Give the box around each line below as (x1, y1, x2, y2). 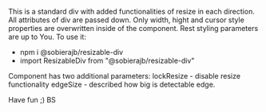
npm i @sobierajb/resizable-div (19, 48, 124, 56)
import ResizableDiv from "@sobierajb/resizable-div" (19, 56, 195, 65)
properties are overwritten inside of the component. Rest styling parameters (8, 24, 259, 33)
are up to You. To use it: (8, 32, 86, 41)
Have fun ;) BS (8, 95, 56, 104)
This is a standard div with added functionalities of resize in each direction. (8, 7, 256, 16)
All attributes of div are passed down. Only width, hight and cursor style (8, 15, 245, 25)
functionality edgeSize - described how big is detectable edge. (8, 79, 216, 89)
